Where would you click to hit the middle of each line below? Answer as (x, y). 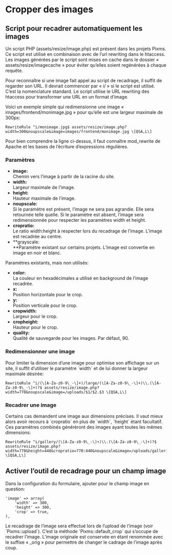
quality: (21, 333)
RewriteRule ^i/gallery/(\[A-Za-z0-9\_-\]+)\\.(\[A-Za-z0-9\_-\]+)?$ (81, 442)
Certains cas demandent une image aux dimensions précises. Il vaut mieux (84, 416)
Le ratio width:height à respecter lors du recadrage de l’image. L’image (87, 231)
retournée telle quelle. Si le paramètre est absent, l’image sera (78, 215)
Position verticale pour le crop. (45, 305)
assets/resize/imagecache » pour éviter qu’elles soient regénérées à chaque (86, 65)
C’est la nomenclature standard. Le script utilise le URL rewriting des (77, 91)
